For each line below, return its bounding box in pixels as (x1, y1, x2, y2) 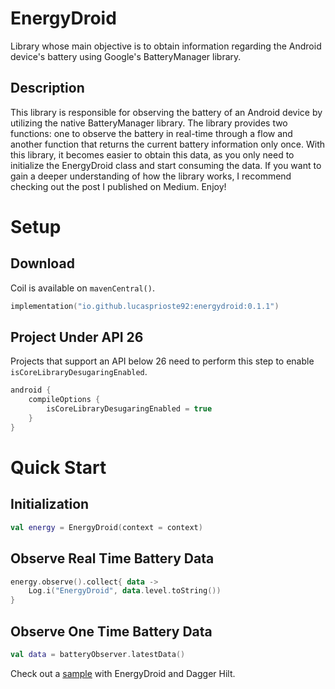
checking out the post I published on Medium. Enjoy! (10, 180, 227, 192)
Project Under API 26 (10, 329, 144, 346)
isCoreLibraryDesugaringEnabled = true (46, 404, 213, 414)
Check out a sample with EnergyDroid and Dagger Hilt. (10, 667, 236, 679)
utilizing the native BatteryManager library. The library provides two (10, 117, 288, 129)
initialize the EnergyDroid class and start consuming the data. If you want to (10, 159, 322, 171)
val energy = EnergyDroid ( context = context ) (10, 522, 203, 532)
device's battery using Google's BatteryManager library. (10, 50, 242, 62)
